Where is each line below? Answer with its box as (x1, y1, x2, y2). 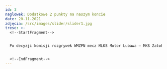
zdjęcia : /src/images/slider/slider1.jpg (5, 21, 92, 26)
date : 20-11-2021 (5, 16, 41, 21)
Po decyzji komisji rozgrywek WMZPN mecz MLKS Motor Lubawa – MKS (9, 43, 150, 48)
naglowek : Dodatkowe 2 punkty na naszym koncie (5, 12, 106, 17)
